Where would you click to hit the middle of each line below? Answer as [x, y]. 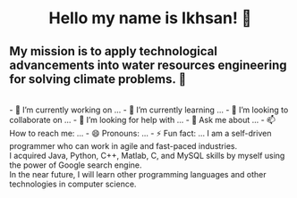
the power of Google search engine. [76, 165]
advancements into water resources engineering [148, 65]
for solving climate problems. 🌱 [98, 79]
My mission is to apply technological [113, 51]
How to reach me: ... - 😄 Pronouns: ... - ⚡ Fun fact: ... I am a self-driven [140, 133]
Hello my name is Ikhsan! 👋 [150, 18]
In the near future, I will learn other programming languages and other [138, 174]
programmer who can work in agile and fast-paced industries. [123, 146]
